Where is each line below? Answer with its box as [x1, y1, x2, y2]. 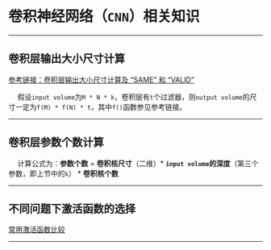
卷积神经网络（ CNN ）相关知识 [8, 7, 200, 26]
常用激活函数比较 [8, 225, 65, 235]
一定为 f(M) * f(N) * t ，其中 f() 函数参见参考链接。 [15, 102, 187, 111]
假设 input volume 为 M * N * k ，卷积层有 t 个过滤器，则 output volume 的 [17, 92, 250, 102]
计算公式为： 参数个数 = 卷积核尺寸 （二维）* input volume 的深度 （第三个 [17, 158, 259, 168]
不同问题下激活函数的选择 [8, 202, 135, 215]
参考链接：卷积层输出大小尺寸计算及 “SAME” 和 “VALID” [8, 74, 195, 85]
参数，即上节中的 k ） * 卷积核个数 [8, 169, 119, 178]
